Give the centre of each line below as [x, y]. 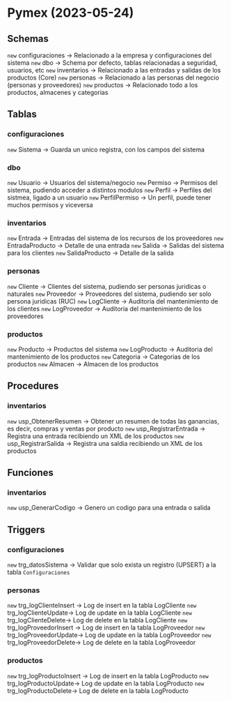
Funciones [31, 472]
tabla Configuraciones [39, 572]
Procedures [33, 386]
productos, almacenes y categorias [58, 92]
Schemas [28, 39]
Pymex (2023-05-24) [71, 13]
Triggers [26, 529]
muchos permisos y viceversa [50, 204]
